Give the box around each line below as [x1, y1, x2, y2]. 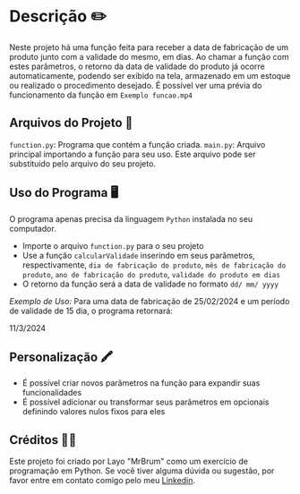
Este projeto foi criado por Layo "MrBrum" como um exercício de [9, 456, 249, 467]
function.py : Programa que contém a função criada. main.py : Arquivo [9, 139, 266, 149]
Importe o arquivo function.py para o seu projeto [21, 240, 204, 251]
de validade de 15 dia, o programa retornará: [9, 305, 173, 316]
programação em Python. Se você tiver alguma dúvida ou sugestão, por [9, 465, 275, 476]
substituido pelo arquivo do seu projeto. [9, 158, 157, 169]
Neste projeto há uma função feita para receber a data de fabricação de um [9, 41, 289, 53]
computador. [9, 223, 56, 234]
